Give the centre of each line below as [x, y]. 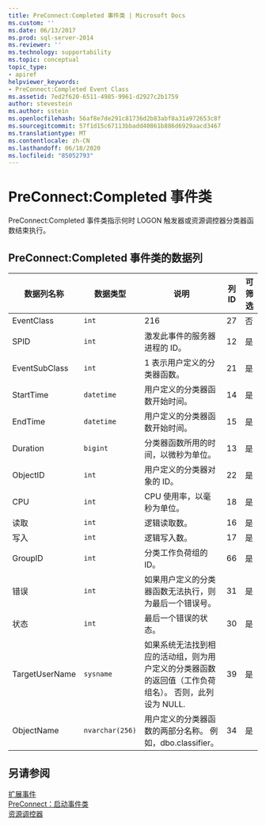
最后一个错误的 [172, 618]
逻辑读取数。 [168, 523]
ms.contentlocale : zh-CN [49, 141]
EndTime [29, 422]
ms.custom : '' [32, 23]
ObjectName [36, 731]
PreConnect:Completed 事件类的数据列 [106, 258]
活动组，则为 [184, 657]
